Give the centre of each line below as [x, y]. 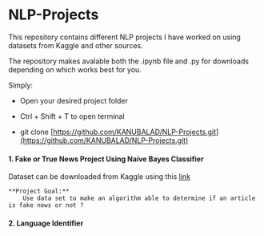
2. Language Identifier [46, 223]
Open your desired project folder [74, 100]
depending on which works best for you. [75, 69]
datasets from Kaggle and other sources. [76, 45]
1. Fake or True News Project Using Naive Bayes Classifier [106, 159]
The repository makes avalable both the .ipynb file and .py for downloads [129, 61]
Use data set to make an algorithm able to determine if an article [139, 198]
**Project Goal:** [39, 191]
